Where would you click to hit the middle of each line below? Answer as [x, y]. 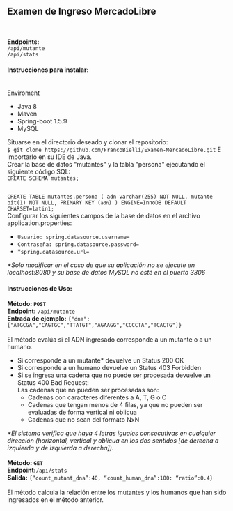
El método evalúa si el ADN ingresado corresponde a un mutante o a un [110, 340]
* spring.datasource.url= [53, 252]
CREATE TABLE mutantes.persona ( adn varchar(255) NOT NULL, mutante [110, 197]
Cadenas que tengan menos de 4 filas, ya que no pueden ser [115, 405]
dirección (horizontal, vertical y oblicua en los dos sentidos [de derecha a [113, 441]
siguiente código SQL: [39, 172]
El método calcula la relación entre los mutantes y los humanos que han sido [117, 493]
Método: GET [25, 463]
